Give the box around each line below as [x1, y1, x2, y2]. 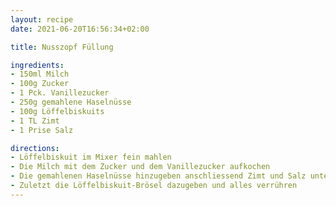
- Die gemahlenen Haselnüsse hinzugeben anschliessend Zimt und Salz [10, 171, 307, 181]
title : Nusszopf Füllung [10, 42, 114, 52]
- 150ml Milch [10, 69, 70, 80]
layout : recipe [10, 14, 74, 25]
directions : [10, 143, 60, 153]
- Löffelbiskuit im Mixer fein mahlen [10, 152, 172, 163]
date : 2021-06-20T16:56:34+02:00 [10, 24, 150, 34]
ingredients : [10, 60, 65, 70]
